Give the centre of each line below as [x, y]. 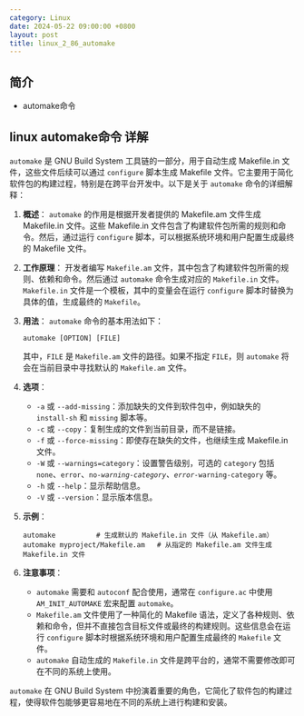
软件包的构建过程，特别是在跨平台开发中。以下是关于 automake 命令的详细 [147, 184]
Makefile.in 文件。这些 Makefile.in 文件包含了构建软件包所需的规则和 [150, 225]
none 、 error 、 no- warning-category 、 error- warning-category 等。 [159, 474]
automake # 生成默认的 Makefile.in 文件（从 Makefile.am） [148, 535]
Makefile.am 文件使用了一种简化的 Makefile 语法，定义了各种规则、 [162, 614]
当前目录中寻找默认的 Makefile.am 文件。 [115, 367]
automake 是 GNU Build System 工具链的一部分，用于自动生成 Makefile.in [145, 161]
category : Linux [40, 18]
